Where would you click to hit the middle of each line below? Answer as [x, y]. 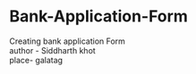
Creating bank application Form [67, 41]
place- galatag [36, 60]
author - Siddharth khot [52, 50]
